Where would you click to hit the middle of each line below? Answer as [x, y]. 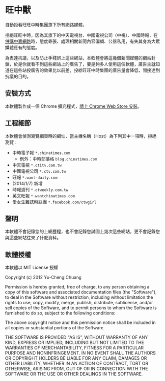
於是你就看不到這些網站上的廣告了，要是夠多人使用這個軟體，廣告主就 [84, 64]
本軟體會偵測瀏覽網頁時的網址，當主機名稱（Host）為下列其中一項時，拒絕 [81, 136]
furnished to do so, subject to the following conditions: [60, 313]
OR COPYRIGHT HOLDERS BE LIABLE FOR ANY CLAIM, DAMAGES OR [76, 358]
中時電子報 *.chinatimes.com [41, 153]
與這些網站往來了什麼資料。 [33, 238]
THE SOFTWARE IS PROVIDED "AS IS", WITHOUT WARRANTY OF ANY [77, 337]
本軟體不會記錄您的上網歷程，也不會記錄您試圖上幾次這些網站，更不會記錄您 [82, 231]
